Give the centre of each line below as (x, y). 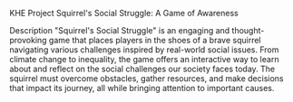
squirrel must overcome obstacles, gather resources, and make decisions (146, 79)
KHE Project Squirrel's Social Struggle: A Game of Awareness (124, 13)
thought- (248, 30)
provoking (28, 40)
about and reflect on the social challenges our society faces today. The (142, 69)
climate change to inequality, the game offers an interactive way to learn (144, 59)
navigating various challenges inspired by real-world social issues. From (144, 50)
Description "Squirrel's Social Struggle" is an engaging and (120, 30)
